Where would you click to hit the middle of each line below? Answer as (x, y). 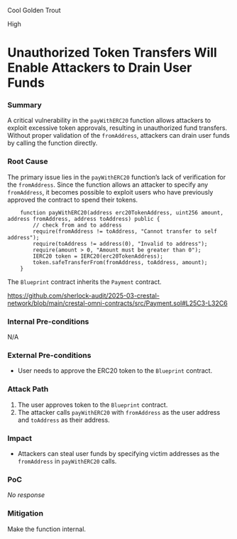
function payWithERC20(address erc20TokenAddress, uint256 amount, (122, 212)
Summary (25, 105)
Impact (20, 438)
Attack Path (28, 389)
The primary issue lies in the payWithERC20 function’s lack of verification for (116, 177)
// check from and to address (77, 225)
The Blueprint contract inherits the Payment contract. (84, 282)
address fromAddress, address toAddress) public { (84, 219)
